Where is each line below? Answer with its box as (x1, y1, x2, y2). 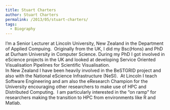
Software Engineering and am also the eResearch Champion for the (5, 78, 148, 85)
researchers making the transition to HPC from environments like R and (5, 95, 156, 101)
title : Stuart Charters (5, 7, 56, 13)
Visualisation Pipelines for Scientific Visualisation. (5, 62, 110, 68)
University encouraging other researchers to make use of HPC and (5, 84, 146, 90)
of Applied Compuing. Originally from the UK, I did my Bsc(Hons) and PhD (5, 46, 163, 52)
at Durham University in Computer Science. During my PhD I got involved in (5, 51, 165, 58)
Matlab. (5, 100, 22, 106)
